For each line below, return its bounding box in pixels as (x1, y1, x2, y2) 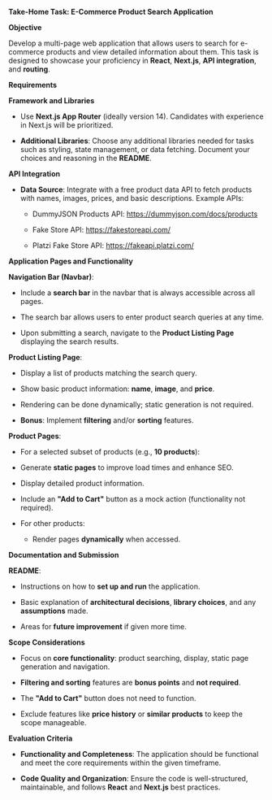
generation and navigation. (19, 662, 110, 672)
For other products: (19, 519, 85, 528)
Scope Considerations (8, 637, 85, 647)
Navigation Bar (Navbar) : (8, 272, 95, 281)
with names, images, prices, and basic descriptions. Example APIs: (19, 193, 244, 202)
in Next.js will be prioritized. (19, 120, 114, 129)
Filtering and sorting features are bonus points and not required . (19, 678, 241, 687)
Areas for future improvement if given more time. (19, 622, 187, 631)
